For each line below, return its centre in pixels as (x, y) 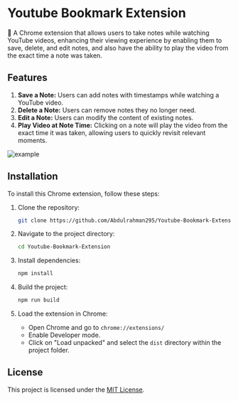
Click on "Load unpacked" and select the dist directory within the (125, 343)
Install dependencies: (49, 260)
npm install (35, 274)
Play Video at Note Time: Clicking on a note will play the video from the (123, 125)
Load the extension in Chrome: (63, 314)
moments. (32, 140)
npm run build (38, 300)
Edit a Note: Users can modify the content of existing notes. (106, 117)
